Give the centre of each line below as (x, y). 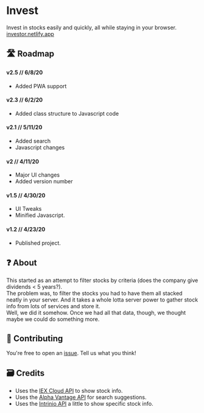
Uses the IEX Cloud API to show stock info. (69, 390)
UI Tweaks (28, 209)
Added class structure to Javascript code (67, 113)
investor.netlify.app (30, 34)
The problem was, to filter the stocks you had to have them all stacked (94, 294)
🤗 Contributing (35, 338)
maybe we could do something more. (53, 319)
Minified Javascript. (40, 215)
